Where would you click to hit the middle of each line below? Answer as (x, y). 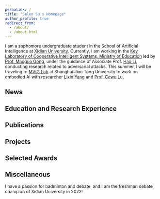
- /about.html (24, 32)
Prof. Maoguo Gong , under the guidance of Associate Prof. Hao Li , (71, 61)
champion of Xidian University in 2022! (44, 191)
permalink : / (18, 9)
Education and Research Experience (61, 108)
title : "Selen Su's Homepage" (36, 14)
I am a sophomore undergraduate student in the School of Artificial (72, 46)
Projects (18, 141)
